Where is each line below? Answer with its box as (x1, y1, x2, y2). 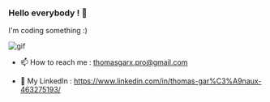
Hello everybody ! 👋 (8, 7, 88, 19)
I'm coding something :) (8, 26, 88, 36)
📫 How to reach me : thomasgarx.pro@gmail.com (19, 57, 188, 67)
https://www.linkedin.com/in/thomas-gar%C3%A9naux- (74, 76, 262, 86)
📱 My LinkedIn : (19, 76, 73, 86)
